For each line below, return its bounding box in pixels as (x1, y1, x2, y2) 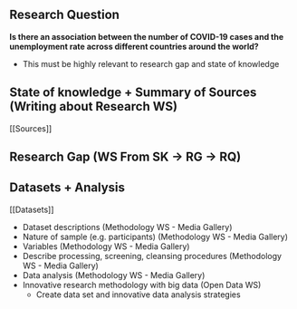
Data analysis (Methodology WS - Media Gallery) (22, 269, 206, 280)
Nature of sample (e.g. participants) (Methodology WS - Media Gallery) (22, 231, 288, 242)
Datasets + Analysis (9, 180, 125, 196)
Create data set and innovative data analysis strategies (35, 289, 242, 300)
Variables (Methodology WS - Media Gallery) (22, 240, 190, 252)
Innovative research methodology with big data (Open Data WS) (22, 279, 262, 290)
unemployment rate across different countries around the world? (9, 41, 260, 52)
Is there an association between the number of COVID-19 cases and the (9, 31, 284, 42)
